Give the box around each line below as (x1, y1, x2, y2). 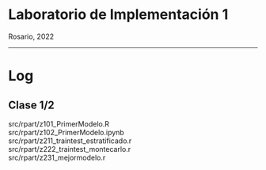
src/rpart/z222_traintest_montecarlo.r (8, 144, 131, 153)
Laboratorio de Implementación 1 (8, 6, 229, 24)
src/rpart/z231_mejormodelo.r (8, 153, 106, 162)
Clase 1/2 (8, 98, 55, 111)
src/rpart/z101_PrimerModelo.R (8, 119, 109, 128)
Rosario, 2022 (8, 32, 55, 41)
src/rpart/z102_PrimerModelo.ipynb (8, 127, 124, 137)
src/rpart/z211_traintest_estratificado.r (8, 136, 132, 145)
